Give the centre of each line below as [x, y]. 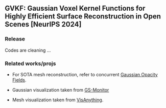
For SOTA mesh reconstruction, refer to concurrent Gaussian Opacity [85, 74]
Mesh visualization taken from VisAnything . [58, 100]
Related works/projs [30, 63]
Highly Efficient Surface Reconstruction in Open [83, 17]
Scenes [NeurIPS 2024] [43, 24]
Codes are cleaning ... [28, 50]
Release [15, 39]
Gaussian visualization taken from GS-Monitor [61, 90]
